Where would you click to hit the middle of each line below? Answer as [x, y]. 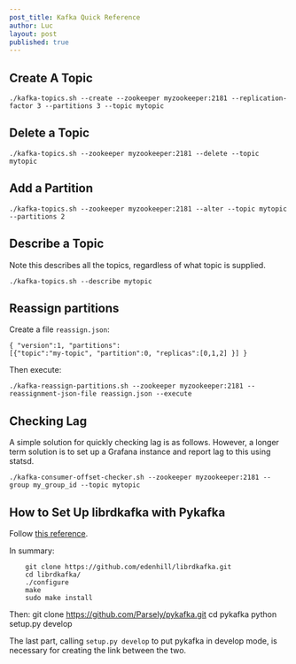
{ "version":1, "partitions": [65, 346]
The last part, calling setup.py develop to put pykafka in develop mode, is [143, 641]
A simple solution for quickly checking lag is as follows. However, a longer [144, 443]
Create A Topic [51, 77]
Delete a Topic [50, 133]
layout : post [33, 34]
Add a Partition [51, 188]
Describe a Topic [57, 244]
